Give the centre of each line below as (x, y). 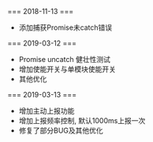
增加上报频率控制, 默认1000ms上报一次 (82, 120)
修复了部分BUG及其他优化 (61, 130)
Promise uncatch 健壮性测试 (65, 59)
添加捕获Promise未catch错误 (65, 27)
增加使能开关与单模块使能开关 (67, 69)
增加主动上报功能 (47, 111)
